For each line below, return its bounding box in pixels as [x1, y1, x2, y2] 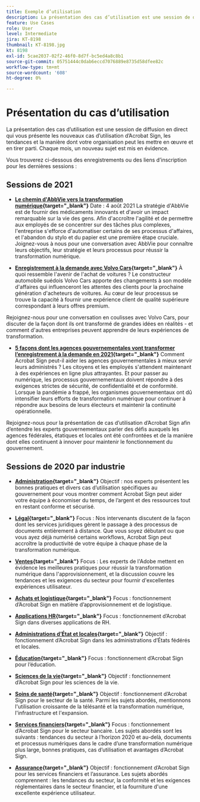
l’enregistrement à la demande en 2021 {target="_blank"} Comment [14, 350, 185, 358]
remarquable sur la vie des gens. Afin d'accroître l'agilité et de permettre [14, 215, 193, 222]
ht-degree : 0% [6, 75, 42, 81]
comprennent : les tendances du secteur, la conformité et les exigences [14, 776, 190, 784]
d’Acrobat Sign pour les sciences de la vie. [14, 679, 119, 686]
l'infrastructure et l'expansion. [14, 709, 89, 716]
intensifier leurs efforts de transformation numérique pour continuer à [14, 394, 186, 402]
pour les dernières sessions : [6, 163, 77, 170]
